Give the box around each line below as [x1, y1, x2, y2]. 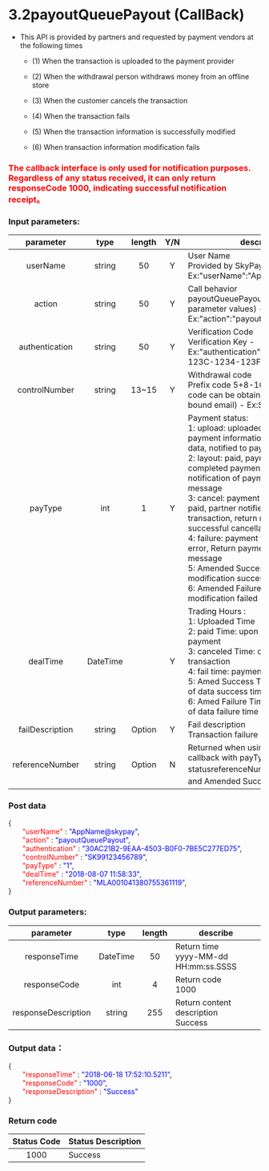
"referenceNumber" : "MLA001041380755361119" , [22, 878, 187, 887]
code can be [187, 390, 235, 401]
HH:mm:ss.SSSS [175, 960, 238, 971]
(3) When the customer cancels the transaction [31, 95, 188, 105]
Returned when [187, 742, 246, 753]
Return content [175, 996, 232, 1007]
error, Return [187, 543, 236, 554]
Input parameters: [8, 216, 80, 227]
